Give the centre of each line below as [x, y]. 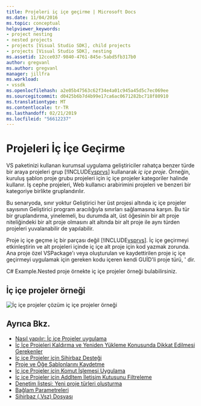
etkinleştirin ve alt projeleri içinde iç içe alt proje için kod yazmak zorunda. [98, 247]
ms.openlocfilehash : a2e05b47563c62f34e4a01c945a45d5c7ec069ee [88, 91]
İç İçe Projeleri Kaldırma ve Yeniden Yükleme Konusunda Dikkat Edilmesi [105, 345]
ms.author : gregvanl [32, 68]
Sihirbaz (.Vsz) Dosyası [44, 396]
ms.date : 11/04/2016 [32, 18]
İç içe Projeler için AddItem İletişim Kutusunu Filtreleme [83, 377]
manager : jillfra [28, 74]
